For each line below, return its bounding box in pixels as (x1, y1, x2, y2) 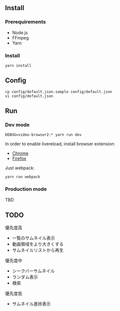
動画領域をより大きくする (12, 241, 64, 247)
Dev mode (5, 121, 30, 128)
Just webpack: (5, 165, 35, 171)
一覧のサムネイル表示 (12, 235, 55, 241)
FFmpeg (12, 35, 29, 40)
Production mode (5, 186, 47, 193)
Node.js (12, 29, 28, 36)
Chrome (12, 151, 29, 156)
